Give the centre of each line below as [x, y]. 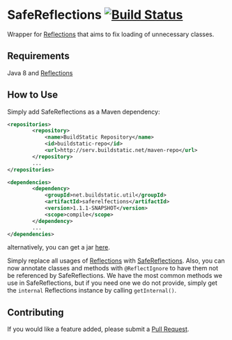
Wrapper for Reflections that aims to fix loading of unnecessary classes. [111, 34]
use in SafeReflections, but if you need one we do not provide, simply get [113, 283]
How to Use [33, 95]
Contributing [36, 312]
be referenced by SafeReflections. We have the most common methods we [115, 276]
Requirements [38, 56]
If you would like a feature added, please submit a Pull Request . [98, 329]
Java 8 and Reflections [40, 72]
